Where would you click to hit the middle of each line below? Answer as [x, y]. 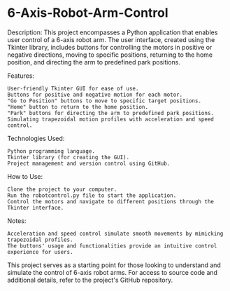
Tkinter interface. [36, 208]
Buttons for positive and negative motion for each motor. [95, 95]
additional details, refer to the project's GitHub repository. [90, 280]
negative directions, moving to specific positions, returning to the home [110, 55]
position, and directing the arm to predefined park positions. [94, 62]
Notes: [17, 221]
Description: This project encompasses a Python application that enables [113, 32]
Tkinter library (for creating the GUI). [69, 157]
